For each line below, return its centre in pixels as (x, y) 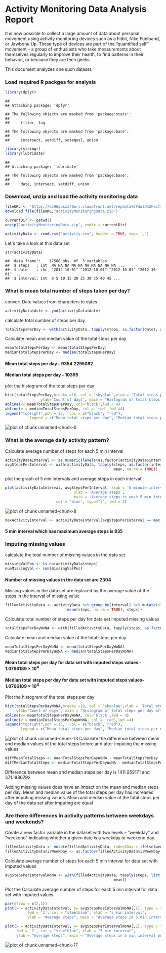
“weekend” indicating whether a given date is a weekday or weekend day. (80, 838)
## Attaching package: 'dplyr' (37, 106)
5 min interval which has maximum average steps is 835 (64, 531)
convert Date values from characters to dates (51, 302)
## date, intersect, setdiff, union (47, 184)
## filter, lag (25, 123)
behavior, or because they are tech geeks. (48, 59)
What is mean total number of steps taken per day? (68, 291)
